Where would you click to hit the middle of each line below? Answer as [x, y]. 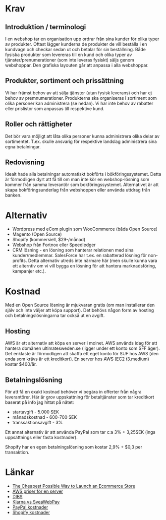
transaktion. [17, 452]
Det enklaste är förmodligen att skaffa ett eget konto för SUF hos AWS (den [82, 354]
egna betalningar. [23, 146]
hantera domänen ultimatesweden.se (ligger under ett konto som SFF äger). [83, 348]
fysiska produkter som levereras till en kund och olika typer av [69, 55]
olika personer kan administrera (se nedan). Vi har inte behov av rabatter [79, 103]
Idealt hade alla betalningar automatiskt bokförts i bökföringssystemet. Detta [83, 174]
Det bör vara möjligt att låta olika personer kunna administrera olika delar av [83, 136]
